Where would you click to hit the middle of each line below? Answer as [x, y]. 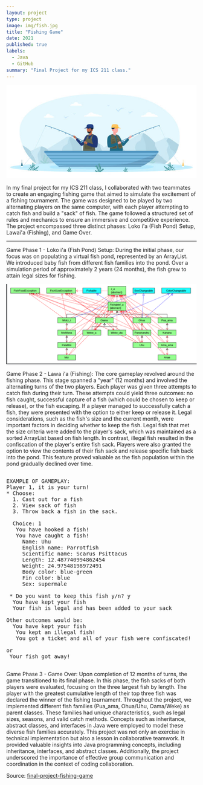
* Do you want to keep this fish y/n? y [70, 596]
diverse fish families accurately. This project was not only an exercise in [96, 732]
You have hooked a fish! [53, 529]
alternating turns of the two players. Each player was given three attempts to [101, 386]
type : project [24, 19]
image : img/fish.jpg [32, 25]
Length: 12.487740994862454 [64, 560]
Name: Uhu [37, 541]
